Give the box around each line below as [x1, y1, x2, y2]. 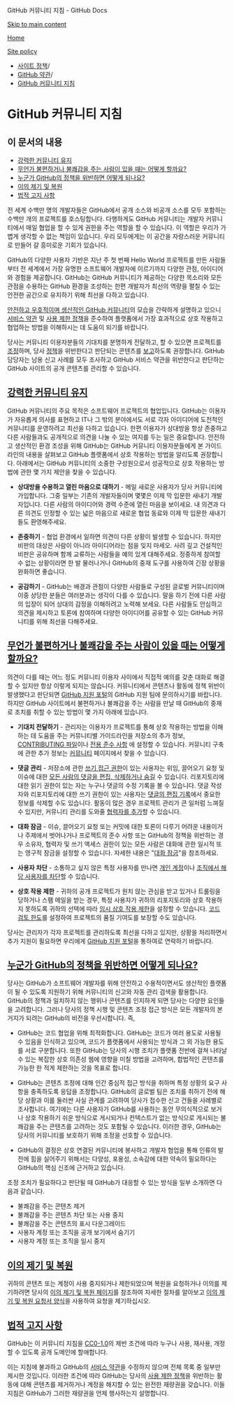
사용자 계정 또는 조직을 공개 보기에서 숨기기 [17, 1228, 136, 1237]
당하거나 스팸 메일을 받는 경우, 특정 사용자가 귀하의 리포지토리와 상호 [17, 895, 204, 904]
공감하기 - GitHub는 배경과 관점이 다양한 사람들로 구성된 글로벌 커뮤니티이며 [17, 582, 225, 590]
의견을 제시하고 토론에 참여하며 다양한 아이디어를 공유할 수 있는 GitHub [17, 608, 211, 617]
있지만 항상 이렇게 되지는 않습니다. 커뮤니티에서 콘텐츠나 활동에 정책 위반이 [22, 681, 226, 690]
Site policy [7, 48, 38, 55]
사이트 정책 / [17, 62, 50, 70]
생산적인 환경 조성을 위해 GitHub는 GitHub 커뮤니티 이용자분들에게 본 [14, 441, 204, 450]
